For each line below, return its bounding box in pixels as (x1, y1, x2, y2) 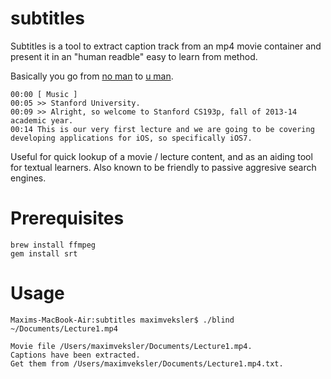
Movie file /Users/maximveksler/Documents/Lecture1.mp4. (10, 341, 253, 351)
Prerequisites (10, 207, 125, 230)
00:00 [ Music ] (10, 89, 78, 99)
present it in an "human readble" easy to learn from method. (10, 50, 258, 62)
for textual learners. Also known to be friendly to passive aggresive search (10, 161, 317, 173)
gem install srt (10, 248, 78, 259)
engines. (10, 172, 47, 184)
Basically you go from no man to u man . (10, 70, 174, 82)
